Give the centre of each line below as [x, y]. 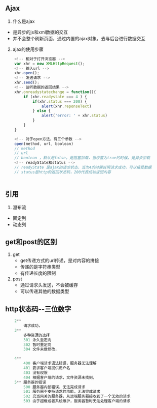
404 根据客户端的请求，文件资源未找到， [60, 377]
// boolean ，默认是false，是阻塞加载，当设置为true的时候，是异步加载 [82, 158]
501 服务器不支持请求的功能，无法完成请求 [62, 392]
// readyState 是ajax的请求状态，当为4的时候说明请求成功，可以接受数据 [83, 167]
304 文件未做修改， [41, 349]
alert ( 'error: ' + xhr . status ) [74, 116]
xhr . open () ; [27, 73]
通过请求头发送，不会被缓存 [49, 285]
